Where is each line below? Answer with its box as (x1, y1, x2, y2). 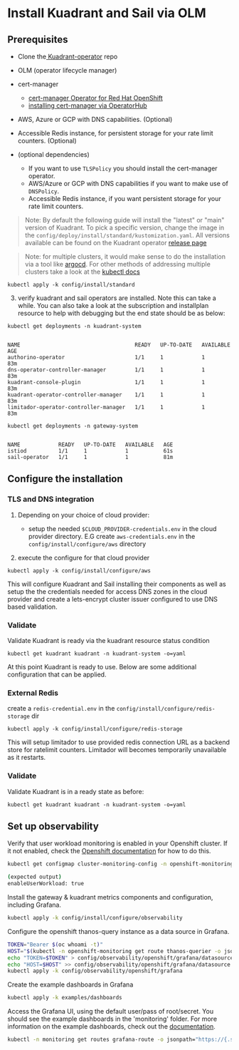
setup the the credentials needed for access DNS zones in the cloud (7, 587, 208, 596)
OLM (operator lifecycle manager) (17, 66, 117, 74)
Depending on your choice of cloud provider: (17, 510, 150, 519)
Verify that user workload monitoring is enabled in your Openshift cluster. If (7, 839, 228, 848)
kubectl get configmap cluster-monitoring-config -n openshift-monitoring (7, 860, 234, 868)
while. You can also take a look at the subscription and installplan (17, 302, 209, 309)
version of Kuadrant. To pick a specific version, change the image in (24, 223, 225, 232)
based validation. (7, 602, 58, 611)
